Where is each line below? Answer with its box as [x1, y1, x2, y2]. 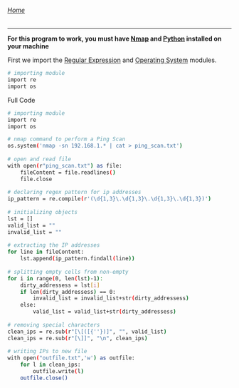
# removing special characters [7, 321, 100, 328]
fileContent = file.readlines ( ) [20, 168, 116, 176]
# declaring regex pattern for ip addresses [7, 189, 142, 196]
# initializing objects [7, 209, 78, 216]
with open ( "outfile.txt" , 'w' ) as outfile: [7, 354, 135, 362]
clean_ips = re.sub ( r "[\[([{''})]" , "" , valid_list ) [7, 328, 167, 335]
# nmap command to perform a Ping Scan [7, 136, 126, 143]
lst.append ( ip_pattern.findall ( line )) [20, 255, 135, 262]
